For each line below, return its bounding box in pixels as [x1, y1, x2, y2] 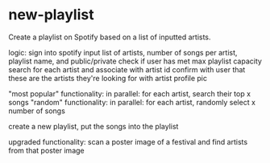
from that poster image [8, 145, 85, 155]
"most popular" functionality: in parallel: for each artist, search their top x [8, 88, 251, 98]
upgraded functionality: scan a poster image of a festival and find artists [8, 137, 248, 146]
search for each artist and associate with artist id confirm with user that [8, 64, 246, 74]
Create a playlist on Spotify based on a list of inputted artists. [8, 32, 211, 42]
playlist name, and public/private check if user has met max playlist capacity [8, 56, 262, 66]
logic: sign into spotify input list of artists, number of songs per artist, [8, 47, 238, 57]
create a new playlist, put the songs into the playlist [8, 121, 179, 131]
